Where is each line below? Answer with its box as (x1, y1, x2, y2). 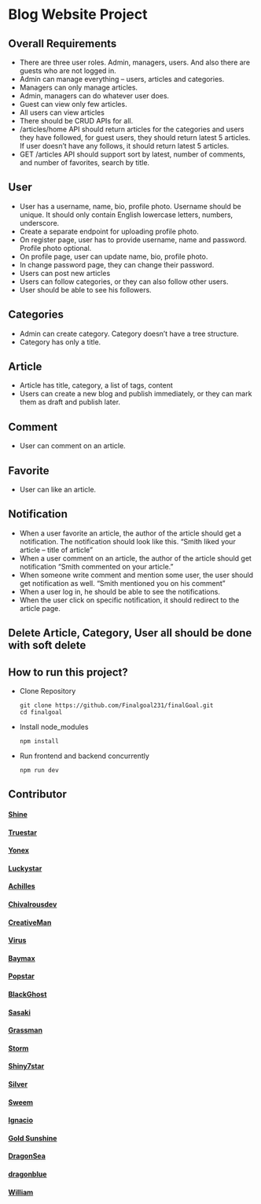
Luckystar (8, 863, 42, 873)
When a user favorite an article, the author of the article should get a (19, 528, 242, 538)
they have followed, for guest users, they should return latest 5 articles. (19, 133, 251, 142)
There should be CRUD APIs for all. (19, 116, 134, 125)
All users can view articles (19, 108, 105, 117)
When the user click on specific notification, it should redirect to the (19, 595, 240, 605)
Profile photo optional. (19, 243, 92, 252)
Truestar (8, 827, 38, 837)
